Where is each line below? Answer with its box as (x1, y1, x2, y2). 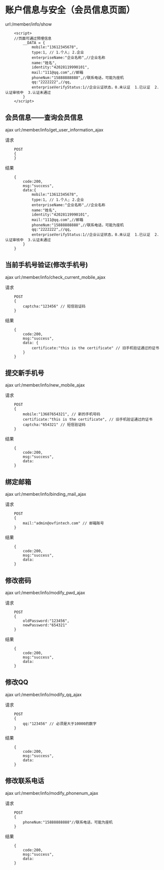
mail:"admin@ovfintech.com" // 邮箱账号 (23, 521, 104, 526)
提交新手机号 (5, 369, 44, 377)
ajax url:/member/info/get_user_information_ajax (5, 127, 104, 132)
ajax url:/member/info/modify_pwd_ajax (5, 590, 85, 596)
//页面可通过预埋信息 (14, 36, 52, 41)
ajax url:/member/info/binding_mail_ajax (5, 491, 86, 497)
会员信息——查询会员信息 (5, 113, 83, 122)
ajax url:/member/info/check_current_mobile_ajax (5, 274, 106, 280)
